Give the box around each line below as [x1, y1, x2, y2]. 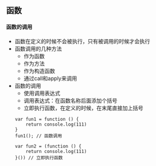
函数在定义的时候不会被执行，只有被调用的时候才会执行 [14, 37, 150, 44]
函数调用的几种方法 [14, 45, 62, 52]
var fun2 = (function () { [14, 143, 82, 149]
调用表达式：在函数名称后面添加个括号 [23, 97, 117, 104]
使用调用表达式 [23, 90, 61, 97]
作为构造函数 [23, 67, 55, 74]
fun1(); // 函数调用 [14, 133, 62, 139]
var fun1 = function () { [14, 116, 79, 122]
